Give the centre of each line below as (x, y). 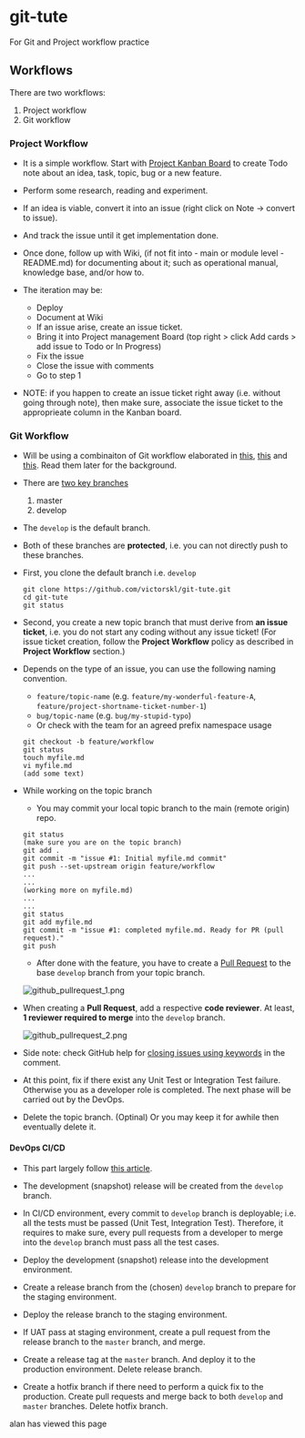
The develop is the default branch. (86, 528)
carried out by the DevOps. (73, 1099)
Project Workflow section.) (74, 652)
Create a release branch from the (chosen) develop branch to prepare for (159, 1287)
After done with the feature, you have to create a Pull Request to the (163, 963)
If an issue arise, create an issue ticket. (109, 327)
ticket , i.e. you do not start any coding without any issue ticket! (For (149, 632)
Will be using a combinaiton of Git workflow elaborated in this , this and (155, 456)
